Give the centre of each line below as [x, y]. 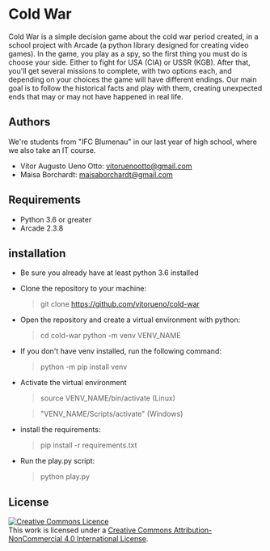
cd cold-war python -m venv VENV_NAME [110, 336]
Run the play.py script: [57, 461]
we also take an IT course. [52, 150]
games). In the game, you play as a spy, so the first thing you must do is [128, 53]
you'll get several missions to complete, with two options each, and [120, 70]
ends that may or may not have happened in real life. [96, 96]
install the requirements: [60, 430]
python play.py [65, 477]
